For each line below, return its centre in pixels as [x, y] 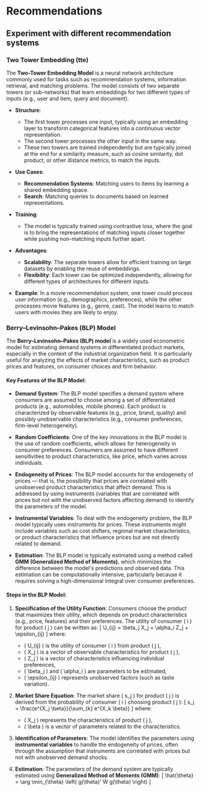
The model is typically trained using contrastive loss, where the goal [108, 226]
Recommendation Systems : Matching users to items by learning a [106, 183]
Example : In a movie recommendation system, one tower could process [104, 293]
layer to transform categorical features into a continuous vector [102, 128]
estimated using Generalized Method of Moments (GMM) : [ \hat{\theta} [104, 775]
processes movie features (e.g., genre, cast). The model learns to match [104, 306]
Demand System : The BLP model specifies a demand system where [99, 394]
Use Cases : [29, 172]
